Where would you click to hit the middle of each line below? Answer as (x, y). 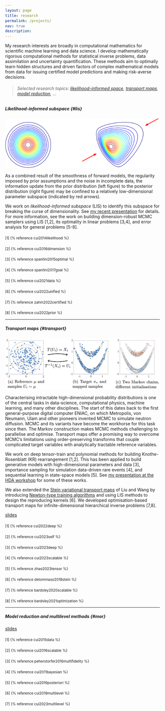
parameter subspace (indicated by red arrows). (53, 196)
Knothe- (150, 454)
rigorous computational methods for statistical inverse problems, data (75, 56)
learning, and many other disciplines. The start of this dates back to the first (82, 408)
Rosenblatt (16, 459)
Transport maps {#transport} (36, 328)
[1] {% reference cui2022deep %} (34, 526)
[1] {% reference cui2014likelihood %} (37, 238)
